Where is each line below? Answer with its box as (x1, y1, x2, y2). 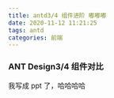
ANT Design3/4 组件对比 (8, 61, 104, 72)
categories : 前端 (8, 33, 63, 42)
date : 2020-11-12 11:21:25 (8, 19, 97, 27)
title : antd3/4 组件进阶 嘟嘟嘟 (8, 11, 107, 20)
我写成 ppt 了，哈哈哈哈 (8, 81, 85, 90)
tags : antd (8, 26, 44, 34)
